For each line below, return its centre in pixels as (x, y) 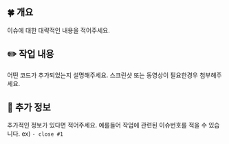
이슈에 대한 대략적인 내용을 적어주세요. (58, 30)
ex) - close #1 (42, 134)
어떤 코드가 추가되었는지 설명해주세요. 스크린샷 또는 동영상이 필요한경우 (102, 75)
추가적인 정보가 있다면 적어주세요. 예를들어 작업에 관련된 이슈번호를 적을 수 (107, 125)
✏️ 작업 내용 (31, 54)
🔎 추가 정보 (29, 108)
